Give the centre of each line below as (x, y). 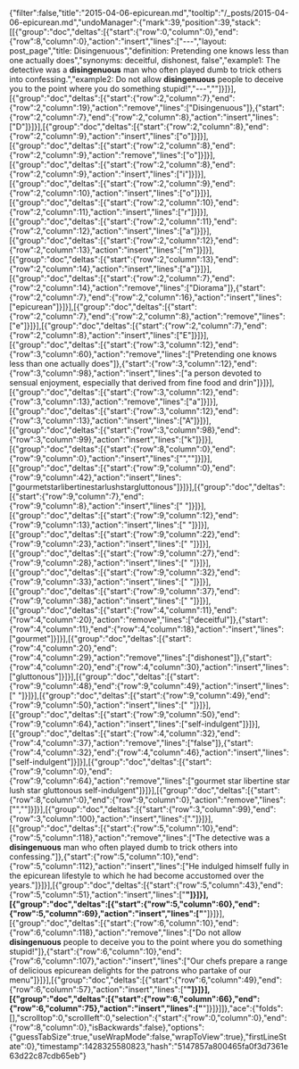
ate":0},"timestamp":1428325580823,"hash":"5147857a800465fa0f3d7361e (149, 1046)
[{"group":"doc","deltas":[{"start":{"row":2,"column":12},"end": (124, 240)
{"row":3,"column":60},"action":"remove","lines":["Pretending (122, 354)
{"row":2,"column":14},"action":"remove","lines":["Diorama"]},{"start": (137, 288)
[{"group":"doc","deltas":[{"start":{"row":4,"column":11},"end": (123, 610)
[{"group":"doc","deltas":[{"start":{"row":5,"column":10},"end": (124, 828)
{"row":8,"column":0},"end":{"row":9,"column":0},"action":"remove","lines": (148, 800)
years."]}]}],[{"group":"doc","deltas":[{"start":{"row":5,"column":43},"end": (146, 885)
